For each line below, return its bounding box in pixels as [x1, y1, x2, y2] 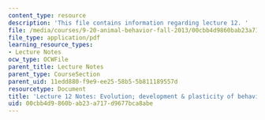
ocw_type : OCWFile [8, 56, 69, 64]
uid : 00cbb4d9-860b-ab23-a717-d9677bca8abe [8, 99, 154, 107]
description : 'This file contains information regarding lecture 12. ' [8, 19, 248, 27]
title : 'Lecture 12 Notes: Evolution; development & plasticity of [8, 92, 235, 100]
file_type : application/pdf [8, 33, 101, 42]
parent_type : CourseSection [8, 70, 101, 78]
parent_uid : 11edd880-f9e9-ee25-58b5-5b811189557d [8, 77, 178, 85]
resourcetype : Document [8, 84, 87, 93]
